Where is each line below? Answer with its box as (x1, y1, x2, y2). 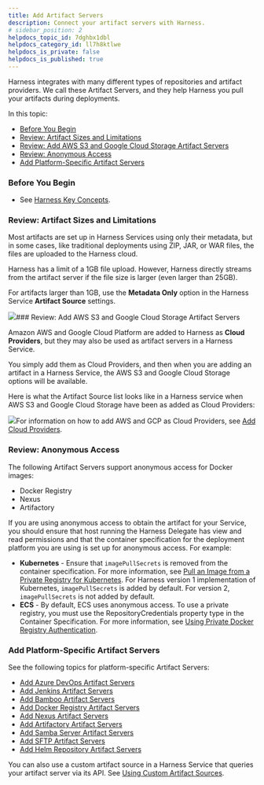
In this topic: (8, 109, 49, 118)
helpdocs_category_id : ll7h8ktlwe (8, 41, 122, 49)
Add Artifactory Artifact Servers (19, 720, 123, 729)
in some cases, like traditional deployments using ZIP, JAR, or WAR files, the (8, 241, 255, 250)
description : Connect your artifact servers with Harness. (8, 19, 206, 27)
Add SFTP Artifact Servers (19, 736, 106, 746)
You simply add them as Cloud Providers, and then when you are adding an (8, 359, 252, 370)
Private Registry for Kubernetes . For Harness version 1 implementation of (19, 575, 256, 584)
